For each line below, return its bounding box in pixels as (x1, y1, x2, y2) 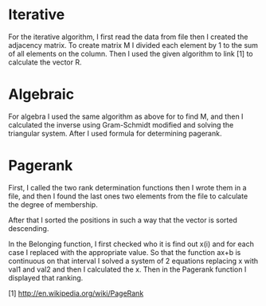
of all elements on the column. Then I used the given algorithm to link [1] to (8, 49, 253, 58)
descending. (8, 223, 49, 233)
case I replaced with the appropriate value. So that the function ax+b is (8, 247, 241, 257)
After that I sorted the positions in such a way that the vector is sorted (8, 215, 237, 225)
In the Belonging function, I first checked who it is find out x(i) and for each (8, 239, 255, 249)
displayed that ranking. (8, 273, 84, 282)
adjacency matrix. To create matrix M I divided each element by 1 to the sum (8, 40, 259, 49)
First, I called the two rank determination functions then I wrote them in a (8, 182, 247, 192)
